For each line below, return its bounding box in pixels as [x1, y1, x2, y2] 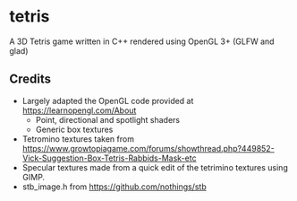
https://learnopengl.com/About [21, 105, 137, 116]
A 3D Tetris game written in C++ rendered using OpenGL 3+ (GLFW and [9, 36, 275, 47]
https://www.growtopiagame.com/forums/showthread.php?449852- [21, 143, 275, 153]
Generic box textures [35, 124, 114, 135]
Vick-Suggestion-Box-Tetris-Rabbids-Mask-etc [21, 153, 197, 163]
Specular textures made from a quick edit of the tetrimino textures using [21, 162, 288, 172]
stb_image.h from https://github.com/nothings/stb [21, 181, 208, 192]
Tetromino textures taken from [21, 133, 134, 144]
